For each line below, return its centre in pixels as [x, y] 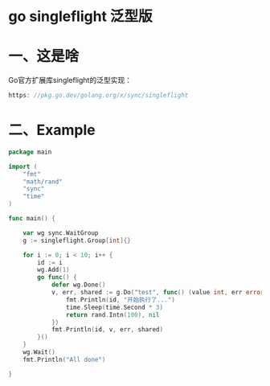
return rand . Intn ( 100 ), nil [112, 314]
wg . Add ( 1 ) [53, 270]
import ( [23, 166]
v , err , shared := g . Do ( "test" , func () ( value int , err [147, 293]
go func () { [57, 277]
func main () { [32, 219]
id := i [50, 262]
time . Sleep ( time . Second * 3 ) [114, 307]
